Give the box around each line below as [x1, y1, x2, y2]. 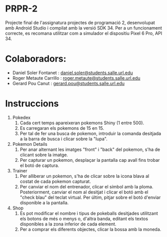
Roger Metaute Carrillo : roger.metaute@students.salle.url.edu [12, 75, 141, 81]
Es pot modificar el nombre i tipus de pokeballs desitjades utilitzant [19, 210, 158, 216]
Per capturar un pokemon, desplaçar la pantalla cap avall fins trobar [19, 157, 160, 163]
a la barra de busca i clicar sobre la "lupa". [19, 136, 107, 142]
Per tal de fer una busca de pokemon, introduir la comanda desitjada [19, 130, 161, 136]
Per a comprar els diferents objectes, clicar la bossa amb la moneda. [19, 226, 161, 232]
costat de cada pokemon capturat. [19, 178, 91, 184]
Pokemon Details [12, 141, 47, 147]
